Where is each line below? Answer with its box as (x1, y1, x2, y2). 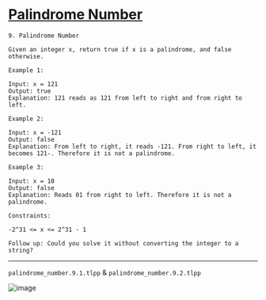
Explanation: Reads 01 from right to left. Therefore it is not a (8, 191, 232, 199)
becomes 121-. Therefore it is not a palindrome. (8, 149, 176, 158)
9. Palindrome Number (8, 32, 80, 40)
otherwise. (8, 52, 44, 60)
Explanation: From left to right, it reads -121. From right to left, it (8, 142, 257, 150)
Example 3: (8, 163, 44, 171)
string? (8, 246, 34, 254)
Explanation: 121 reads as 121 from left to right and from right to (8, 93, 243, 102)
